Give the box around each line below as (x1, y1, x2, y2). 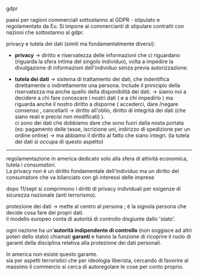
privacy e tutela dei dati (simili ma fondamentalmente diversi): (6, 41, 156, 47)
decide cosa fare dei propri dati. (6, 209, 84, 216)
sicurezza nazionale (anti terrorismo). (6, 191, 97, 198)
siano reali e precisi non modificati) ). (14, 113, 105, 120)
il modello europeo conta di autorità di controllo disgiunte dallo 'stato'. (6, 215, 176, 222)
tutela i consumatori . (6, 161, 56, 168)
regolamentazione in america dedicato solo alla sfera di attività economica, (6, 155, 188, 162)
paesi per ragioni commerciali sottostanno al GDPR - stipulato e (6, 16, 160, 23)
